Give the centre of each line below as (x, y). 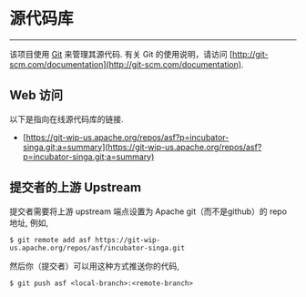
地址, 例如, (29, 222)
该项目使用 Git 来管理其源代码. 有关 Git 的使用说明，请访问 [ (121, 54)
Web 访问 (36, 95)
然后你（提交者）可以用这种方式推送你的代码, (95, 266)
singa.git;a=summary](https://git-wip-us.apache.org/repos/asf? (142, 147)
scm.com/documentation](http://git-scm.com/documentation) (126, 64)
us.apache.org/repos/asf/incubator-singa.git (97, 248)
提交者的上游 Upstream (76, 188)
